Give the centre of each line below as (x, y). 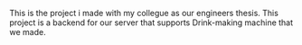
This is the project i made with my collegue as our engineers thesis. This (144, 13)
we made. (28, 32)
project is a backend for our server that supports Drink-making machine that (151, 22)
